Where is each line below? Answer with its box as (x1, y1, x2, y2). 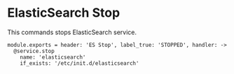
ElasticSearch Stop (7, 5, 121, 21)
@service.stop (13, 47, 55, 54)
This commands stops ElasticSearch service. (7, 28, 137, 36)
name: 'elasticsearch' (20, 54, 86, 61)
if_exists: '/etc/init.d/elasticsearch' (20, 59, 139, 67)
